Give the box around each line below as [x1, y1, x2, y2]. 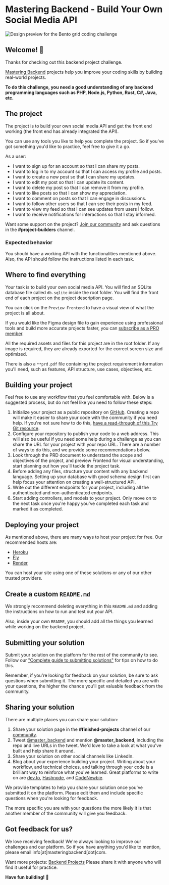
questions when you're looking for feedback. [5, 795, 98, 801]
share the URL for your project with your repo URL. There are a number [12, 441, 160, 448]
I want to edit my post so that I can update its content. [12, 179, 125, 185]
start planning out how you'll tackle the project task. [12, 463, 121, 469]
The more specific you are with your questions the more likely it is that [5, 805, 151, 811]
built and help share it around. [12, 748, 75, 754]
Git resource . [12, 426, 40, 432]
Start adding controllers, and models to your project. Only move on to [12, 495, 157, 501]
